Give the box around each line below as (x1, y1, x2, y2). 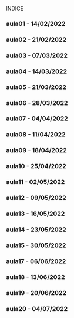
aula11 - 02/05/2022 (6, 178, 65, 186)
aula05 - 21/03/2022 (6, 83, 66, 91)
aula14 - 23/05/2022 (6, 225, 66, 234)
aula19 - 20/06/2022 (6, 289, 66, 297)
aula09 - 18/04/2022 (6, 146, 68, 155)
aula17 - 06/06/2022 (6, 257, 66, 265)
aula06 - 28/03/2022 (6, 99, 68, 107)
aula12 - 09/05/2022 (6, 194, 66, 202)
